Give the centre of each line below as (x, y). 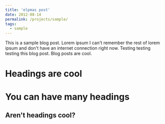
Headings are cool (44, 74)
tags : (11, 24)
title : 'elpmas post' (28, 10)
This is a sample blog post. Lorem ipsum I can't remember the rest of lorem (82, 43)
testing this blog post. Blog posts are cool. (48, 54)
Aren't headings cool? (40, 115)
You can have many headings (67, 97)
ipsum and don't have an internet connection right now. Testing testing (78, 48)
